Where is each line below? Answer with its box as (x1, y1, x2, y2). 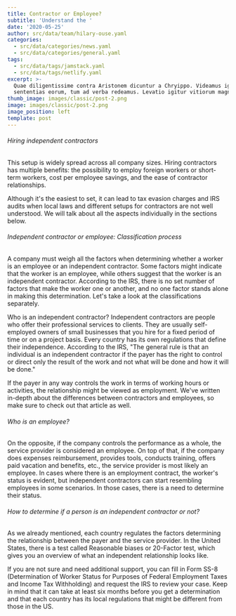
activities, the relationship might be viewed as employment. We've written (7, 386, 221, 395)
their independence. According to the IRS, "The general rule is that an (7, 343, 209, 351)
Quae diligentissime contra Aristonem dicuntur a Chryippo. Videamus (13, 82, 221, 89)
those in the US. (7, 602, 54, 611)
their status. (7, 491, 42, 499)
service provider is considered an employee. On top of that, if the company (7, 447, 225, 455)
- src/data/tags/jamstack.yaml (13, 63, 105, 70)
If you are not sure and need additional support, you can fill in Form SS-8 (7, 565, 218, 573)
